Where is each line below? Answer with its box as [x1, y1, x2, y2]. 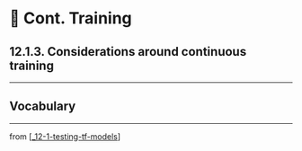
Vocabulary [9, 99, 76, 114]
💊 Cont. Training [9, 8, 132, 29]
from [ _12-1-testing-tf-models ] [9, 130, 121, 142]
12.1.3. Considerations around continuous [9, 44, 247, 59]
